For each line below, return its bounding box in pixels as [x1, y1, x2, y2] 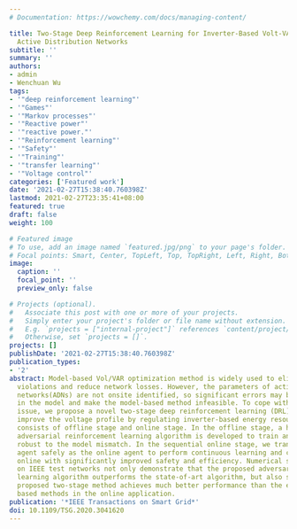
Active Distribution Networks [17, 37, 128, 46]
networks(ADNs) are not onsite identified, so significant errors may [17, 391, 283, 400]
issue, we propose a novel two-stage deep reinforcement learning [17, 407, 267, 416]
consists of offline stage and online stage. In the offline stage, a [17, 424, 283, 432]
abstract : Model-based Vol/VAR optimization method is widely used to [9, 374, 275, 383]
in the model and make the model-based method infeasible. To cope [17, 399, 271, 408]
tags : [9, 86, 29, 96]
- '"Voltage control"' [9, 169, 93, 178]
